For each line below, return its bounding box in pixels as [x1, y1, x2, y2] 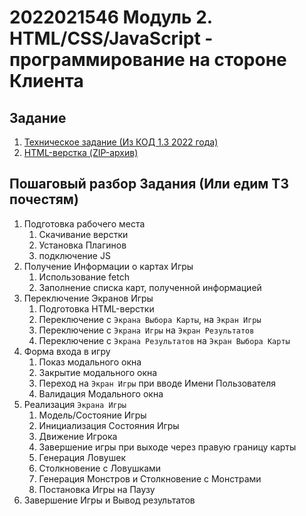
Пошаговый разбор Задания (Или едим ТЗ [9, 176, 289, 193]
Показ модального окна [38, 356, 142, 368]
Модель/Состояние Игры [38, 409, 147, 421]
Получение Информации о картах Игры [23, 260, 194, 272]
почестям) [9, 191, 79, 208]
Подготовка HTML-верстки [38, 302, 155, 315]
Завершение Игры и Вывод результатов [23, 494, 196, 506]
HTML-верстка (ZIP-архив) [23, 147, 139, 158]
